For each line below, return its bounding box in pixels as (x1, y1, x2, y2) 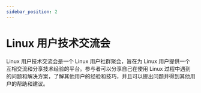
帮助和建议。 (16, 80, 49, 87)
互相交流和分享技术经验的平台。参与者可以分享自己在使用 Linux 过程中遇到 (6, 65, 191, 72)
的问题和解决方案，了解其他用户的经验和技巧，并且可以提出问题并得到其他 (6, 73, 190, 80)
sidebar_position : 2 (6, 8, 58, 15)
